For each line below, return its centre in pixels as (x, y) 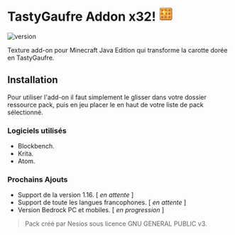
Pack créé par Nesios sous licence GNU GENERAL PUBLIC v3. (116, 224)
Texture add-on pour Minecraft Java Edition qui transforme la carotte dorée (117, 50)
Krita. (26, 154)
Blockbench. (36, 146)
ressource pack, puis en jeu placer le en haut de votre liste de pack (105, 104)
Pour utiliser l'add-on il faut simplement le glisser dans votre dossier (107, 97)
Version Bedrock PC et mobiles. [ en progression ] (91, 210)
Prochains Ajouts (38, 179)
